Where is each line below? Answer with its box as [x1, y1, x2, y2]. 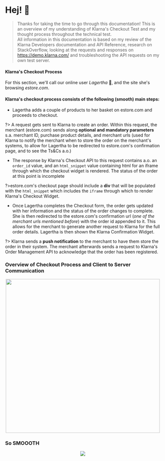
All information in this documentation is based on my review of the [17, 36, 152, 42]
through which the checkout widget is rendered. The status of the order [12, 168, 158, 174]
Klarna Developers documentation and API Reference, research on [17, 41, 153, 47]
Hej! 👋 [5, 4, 30, 16]
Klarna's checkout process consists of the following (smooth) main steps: [5, 96, 160, 102]
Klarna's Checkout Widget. [5, 193, 60, 199]
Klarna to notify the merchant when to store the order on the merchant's [5, 137, 152, 143]
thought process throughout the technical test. [17, 31, 112, 37]
